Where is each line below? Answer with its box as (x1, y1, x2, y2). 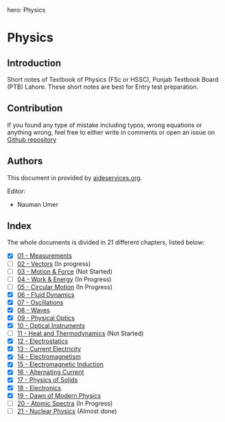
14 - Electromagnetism (16, 353, 81, 361)
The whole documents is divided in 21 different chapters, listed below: (7, 238, 205, 247)
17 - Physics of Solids (16, 376, 78, 384)
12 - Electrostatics (16, 337, 69, 346)
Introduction (7, 57, 62, 69)
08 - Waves (16, 306, 50, 314)
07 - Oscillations (16, 298, 64, 307)
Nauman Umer (16, 200, 58, 208)
